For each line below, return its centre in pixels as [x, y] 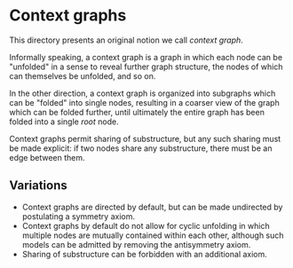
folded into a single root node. [64, 122]
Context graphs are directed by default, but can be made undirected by [152, 207]
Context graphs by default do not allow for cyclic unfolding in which [146, 225]
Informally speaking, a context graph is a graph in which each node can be [146, 57]
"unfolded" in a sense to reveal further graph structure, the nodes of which [146, 67]
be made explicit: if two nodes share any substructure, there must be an [141, 148]
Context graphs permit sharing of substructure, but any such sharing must [145, 138]
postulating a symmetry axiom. [79, 216]
